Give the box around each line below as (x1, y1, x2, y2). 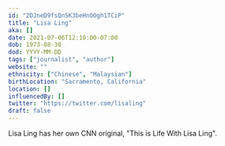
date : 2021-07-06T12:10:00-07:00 (8, 33, 118, 42)
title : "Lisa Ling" (8, 19, 73, 27)
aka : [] (8, 26, 34, 34)
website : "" (8, 63, 47, 71)
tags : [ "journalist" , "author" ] (8, 56, 114, 64)
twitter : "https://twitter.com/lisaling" (8, 99, 147, 107)
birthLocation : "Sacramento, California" (8, 77, 147, 85)
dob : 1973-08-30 (8, 41, 62, 49)
